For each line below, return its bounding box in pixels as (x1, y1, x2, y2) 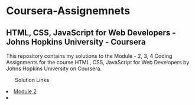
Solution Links (14, 77, 50, 83)
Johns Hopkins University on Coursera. (6, 65, 102, 72)
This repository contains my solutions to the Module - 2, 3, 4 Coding (6, 52, 173, 60)
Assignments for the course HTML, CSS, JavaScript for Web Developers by (6, 59, 190, 65)
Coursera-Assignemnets (6, 4, 131, 18)
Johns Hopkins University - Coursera (6, 37, 146, 47)
